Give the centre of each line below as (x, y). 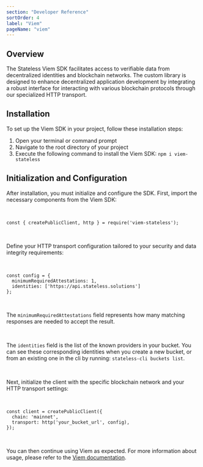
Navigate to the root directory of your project (72, 147)
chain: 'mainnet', (35, 417)
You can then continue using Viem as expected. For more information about (102, 450)
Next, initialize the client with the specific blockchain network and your (95, 382)
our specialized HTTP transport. (47, 95)
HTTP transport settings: (38, 388)
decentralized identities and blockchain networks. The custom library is (96, 75)
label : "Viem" (24, 23)
